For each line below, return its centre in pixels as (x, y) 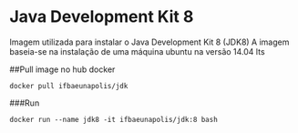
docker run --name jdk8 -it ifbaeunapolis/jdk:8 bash (114, 119)
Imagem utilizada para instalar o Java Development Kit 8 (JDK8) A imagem (149, 42)
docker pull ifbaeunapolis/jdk (69, 86)
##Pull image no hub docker (62, 69)
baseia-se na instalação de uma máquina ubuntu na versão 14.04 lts (138, 51)
